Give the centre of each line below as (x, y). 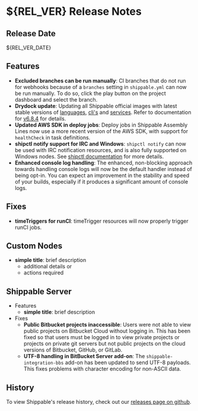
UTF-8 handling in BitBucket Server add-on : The (84, 356)
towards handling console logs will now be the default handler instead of (103, 169)
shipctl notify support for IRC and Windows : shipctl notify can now (100, 144)
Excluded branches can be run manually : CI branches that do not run (100, 80)
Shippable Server (39, 291)
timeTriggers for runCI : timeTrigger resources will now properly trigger (101, 221)
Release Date (31, 34)
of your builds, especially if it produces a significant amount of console (101, 181)
